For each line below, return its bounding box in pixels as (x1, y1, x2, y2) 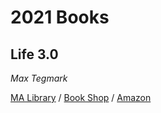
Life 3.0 (10, 46, 59, 63)
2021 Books (10, 6, 110, 29)
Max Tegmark (10, 72, 68, 84)
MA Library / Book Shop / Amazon (10, 92, 152, 103)
